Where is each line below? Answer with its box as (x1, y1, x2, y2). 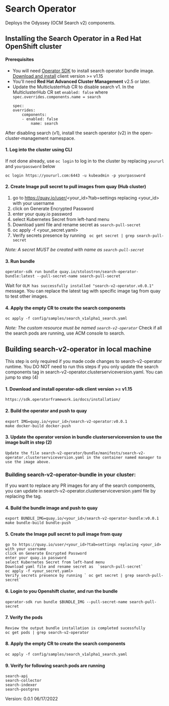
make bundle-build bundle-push (5, 520, 71, 525)
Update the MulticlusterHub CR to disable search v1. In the (12, 84, 135, 90)
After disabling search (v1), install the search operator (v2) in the (5, 130, 139, 136)
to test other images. (5, 293, 48, 299)
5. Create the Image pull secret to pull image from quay (5, 531, 123, 537)
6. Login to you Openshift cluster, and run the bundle (5, 588, 118, 594)
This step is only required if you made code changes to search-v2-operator (5, 358, 162, 364)
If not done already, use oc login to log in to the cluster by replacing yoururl (5, 157, 164, 164)
